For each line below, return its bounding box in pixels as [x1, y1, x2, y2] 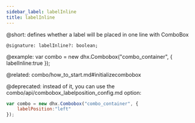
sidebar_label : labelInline [6, 8, 77, 15]
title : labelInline [6, 14, 55, 20]
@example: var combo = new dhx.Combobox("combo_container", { [6, 53, 173, 60]
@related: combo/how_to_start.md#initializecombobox [6, 71, 141, 78]
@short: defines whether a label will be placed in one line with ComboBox [6, 31, 189, 38]
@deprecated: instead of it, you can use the [6, 82, 115, 90]
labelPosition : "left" [17, 106, 71, 112]
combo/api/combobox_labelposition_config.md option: [6, 89, 141, 96]
